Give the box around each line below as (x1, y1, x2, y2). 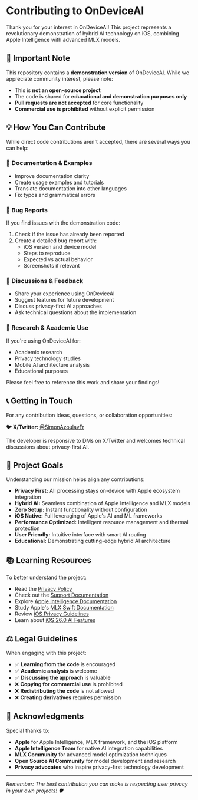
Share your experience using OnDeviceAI (14, 290, 115, 297)
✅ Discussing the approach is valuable (14, 674, 111, 681)
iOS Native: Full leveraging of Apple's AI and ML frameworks (14, 512, 163, 519)
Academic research (14, 348, 62, 355)
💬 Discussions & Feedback (6, 277, 84, 285)
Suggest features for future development (14, 297, 114, 304)
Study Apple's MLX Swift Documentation (14, 604, 114, 611)
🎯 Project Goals (6, 460, 64, 470)
